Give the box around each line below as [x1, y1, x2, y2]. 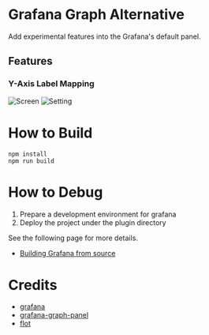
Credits [8, 276, 58, 294]
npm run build [8, 156, 55, 165]
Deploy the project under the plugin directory [19, 217, 167, 227]
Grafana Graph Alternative [8, 6, 185, 24]
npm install [8, 150, 47, 158]
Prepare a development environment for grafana [19, 209, 177, 219]
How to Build [8, 124, 93, 141]
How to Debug [8, 183, 103, 201]
